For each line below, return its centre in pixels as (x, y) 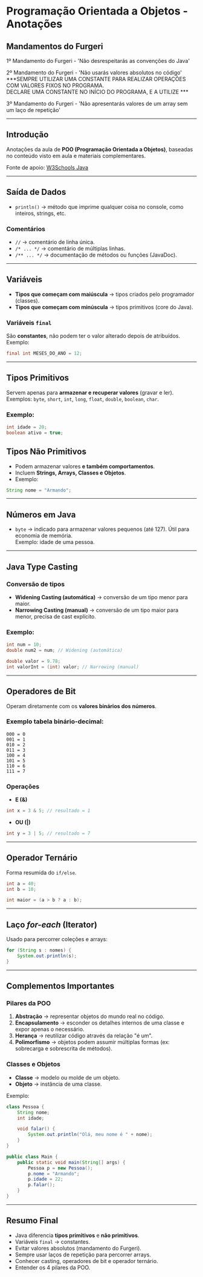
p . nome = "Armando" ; (54, 1174)
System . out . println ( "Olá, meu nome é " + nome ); (90, 1135)
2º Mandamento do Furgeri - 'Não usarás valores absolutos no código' (94, 73)
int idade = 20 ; (27, 427)
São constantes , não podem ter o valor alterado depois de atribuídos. (93, 336)
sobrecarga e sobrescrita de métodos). (64, 1049)
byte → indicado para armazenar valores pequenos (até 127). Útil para (102, 529)
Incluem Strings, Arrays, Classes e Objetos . (70, 473)
